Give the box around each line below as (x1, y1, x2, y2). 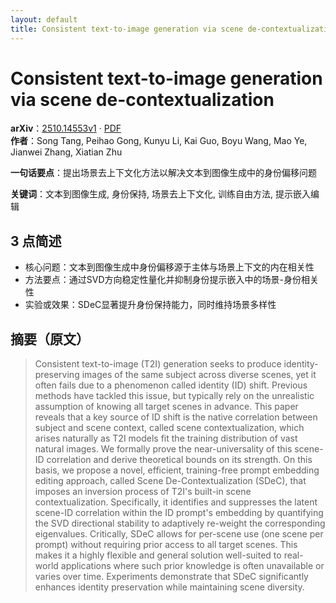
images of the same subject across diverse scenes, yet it (81, 369, 317, 381)
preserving (34, 369, 80, 381)
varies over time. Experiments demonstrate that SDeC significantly (34, 571, 309, 583)
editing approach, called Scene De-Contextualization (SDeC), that (34, 475, 307, 487)
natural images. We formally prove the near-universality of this (34, 443, 293, 455)
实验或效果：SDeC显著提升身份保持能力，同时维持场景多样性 (24, 299, 277, 311)
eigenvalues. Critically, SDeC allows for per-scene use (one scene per (34, 528, 324, 540)
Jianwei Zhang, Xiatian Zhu (10, 146, 123, 158)
